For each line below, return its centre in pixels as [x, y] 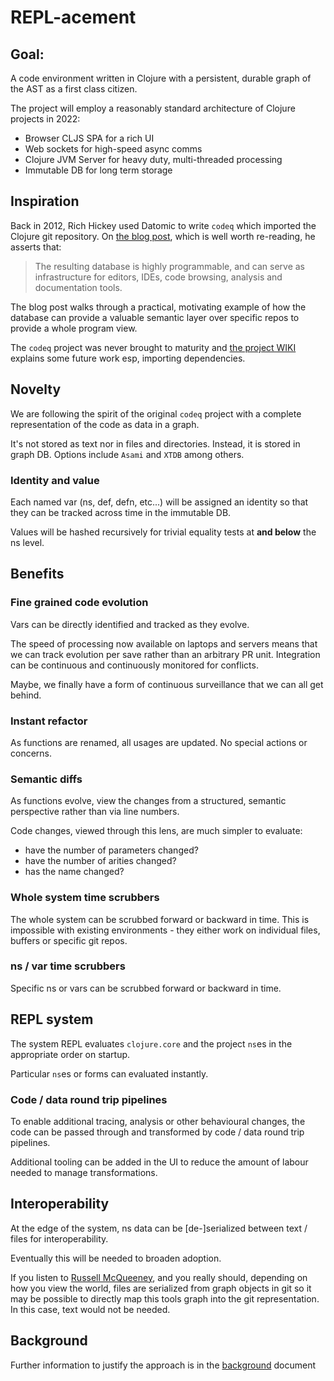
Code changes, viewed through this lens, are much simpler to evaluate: [156, 831]
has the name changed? [74, 872]
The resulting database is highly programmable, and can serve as [170, 266]
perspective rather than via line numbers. [95, 812]
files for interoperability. [59, 1238]
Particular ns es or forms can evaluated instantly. [109, 1073]
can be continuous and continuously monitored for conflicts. [134, 665]
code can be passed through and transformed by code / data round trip [157, 1132]
